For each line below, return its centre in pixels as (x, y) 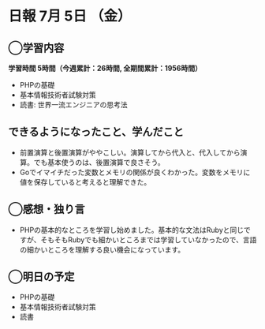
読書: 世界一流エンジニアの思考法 (73, 105)
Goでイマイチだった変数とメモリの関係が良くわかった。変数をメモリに (135, 172)
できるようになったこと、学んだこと (96, 132)
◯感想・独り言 (47, 209)
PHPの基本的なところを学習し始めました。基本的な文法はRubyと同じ (132, 230)
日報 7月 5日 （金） (70, 16)
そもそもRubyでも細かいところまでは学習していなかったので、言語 (149, 239)
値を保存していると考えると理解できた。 (85, 181)
